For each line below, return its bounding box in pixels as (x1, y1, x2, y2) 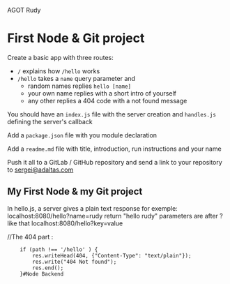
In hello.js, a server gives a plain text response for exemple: (7, 204, 178, 212)
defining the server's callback (7, 117, 93, 126)
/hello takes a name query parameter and (17, 74, 136, 82)
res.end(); (32, 264, 64, 271)
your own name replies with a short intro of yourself (27, 89, 176, 97)
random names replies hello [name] (27, 82, 131, 90)
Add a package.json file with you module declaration (7, 130, 158, 139)
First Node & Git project (7, 31, 145, 46)
